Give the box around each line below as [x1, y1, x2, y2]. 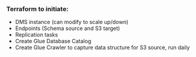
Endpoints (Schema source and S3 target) [15, 25, 120, 32]
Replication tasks [15, 31, 58, 38]
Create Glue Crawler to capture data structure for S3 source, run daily [15, 44, 190, 51]
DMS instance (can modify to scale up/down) [15, 19, 129, 26]
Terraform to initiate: [6, 5, 69, 13]
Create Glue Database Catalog [15, 38, 92, 45]
